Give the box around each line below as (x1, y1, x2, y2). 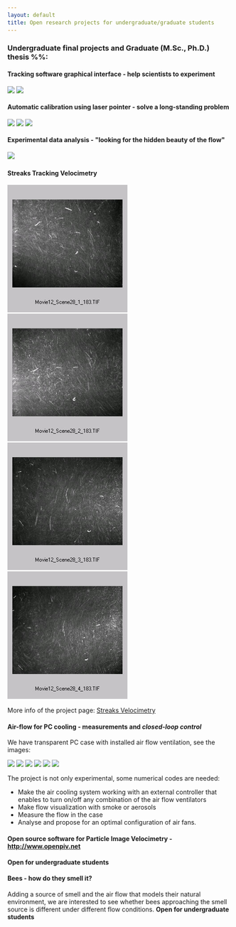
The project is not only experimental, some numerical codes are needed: (7, 774, 220, 783)
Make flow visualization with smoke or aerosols (17, 803, 156, 812)
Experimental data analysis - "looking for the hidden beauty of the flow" (7, 136, 225, 144)
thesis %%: (7, 52, 48, 62)
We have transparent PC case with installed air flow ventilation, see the (7, 738, 215, 746)
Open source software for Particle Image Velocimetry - (7, 835, 173, 843)
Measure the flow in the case (17, 810, 103, 819)
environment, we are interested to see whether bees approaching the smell (7, 897, 227, 906)
